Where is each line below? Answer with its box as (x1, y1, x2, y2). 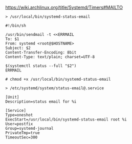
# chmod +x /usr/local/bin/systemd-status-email (5, 77, 111, 82)
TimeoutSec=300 (5, 135, 38, 140)
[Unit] (5, 94, 19, 100)
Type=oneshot (5, 112, 33, 117)
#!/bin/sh (5, 23, 27, 28)
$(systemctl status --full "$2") (5, 63, 77, 68)
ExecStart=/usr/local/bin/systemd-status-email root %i (5, 117, 127, 122)
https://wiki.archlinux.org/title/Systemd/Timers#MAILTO (5, 5, 123, 10)
